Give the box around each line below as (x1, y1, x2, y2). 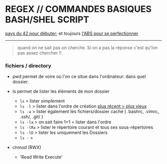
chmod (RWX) (12, 145, 41, 151)
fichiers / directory (5, 62, 52, 69)
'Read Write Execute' (19, 154, 63, 160)
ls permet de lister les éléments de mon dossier (12, 88, 110, 95)
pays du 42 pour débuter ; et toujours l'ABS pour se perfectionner (5, 30, 139, 36)
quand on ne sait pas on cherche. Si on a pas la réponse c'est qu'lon (17, 45, 158, 51)
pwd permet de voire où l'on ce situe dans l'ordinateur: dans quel (12, 73, 146, 80)
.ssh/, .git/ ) (19, 114, 43, 120)
